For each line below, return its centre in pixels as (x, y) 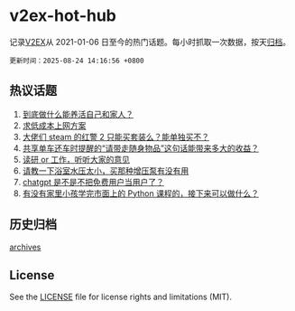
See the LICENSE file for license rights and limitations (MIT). (121, 297)
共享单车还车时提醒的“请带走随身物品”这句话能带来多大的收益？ (141, 148)
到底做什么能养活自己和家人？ (78, 114)
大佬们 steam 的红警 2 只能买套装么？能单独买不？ (116, 137)
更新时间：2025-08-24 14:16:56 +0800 (77, 61)
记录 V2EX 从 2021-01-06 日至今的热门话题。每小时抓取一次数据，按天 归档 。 (150, 42)
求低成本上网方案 (54, 125)
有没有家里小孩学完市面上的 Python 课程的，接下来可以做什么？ (141, 193)
